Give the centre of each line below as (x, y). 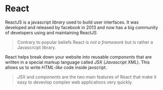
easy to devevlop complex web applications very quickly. (75, 82)
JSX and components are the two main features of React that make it (87, 77)
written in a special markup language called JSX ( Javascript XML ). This (77, 62)
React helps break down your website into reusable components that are (79, 57)
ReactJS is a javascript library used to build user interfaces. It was (72, 22)
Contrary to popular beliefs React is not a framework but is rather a (85, 42)
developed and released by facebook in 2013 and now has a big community (81, 27)
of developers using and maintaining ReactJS (51, 32)
